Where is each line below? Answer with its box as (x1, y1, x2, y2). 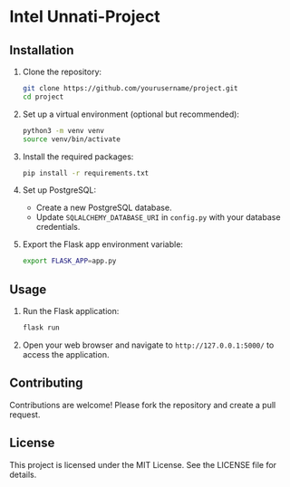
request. (9, 409, 41, 420)
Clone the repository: (22, 66, 102, 77)
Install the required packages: (22, 151, 134, 162)
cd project (22, 92, 64, 101)
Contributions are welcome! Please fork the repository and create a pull (9, 399, 276, 410)
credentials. (35, 222, 81, 233)
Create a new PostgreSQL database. (35, 202, 172, 214)
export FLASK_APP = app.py (22, 256, 117, 266)
